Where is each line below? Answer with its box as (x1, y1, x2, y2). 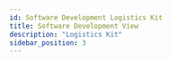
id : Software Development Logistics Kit (9, 13, 164, 22)
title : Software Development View (9, 22, 139, 30)
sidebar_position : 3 (9, 38, 87, 48)
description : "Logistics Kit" (9, 30, 123, 39)
